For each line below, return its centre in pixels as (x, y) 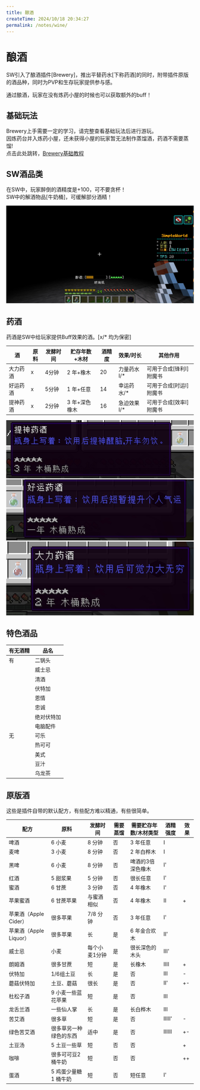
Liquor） (19, 938)
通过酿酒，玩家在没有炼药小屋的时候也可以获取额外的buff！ (79, 95)
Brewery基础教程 (63, 153)
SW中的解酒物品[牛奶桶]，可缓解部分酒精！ (59, 197)
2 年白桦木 (143, 852)
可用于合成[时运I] (168, 386)
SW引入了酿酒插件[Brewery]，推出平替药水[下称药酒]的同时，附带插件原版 (98, 75)
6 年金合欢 (143, 930)
